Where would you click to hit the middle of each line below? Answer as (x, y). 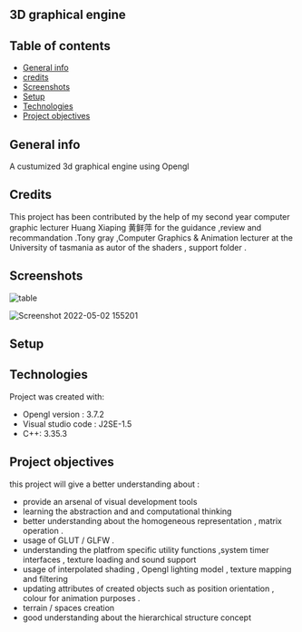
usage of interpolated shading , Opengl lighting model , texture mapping (157, 569)
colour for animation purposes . (81, 597)
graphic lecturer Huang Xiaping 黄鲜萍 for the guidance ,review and (136, 227)
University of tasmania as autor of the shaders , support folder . (128, 247)
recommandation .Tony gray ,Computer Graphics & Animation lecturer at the (151, 237)
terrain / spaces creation (68, 607)
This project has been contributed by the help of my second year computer (150, 216)
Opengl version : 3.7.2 (63, 414)
